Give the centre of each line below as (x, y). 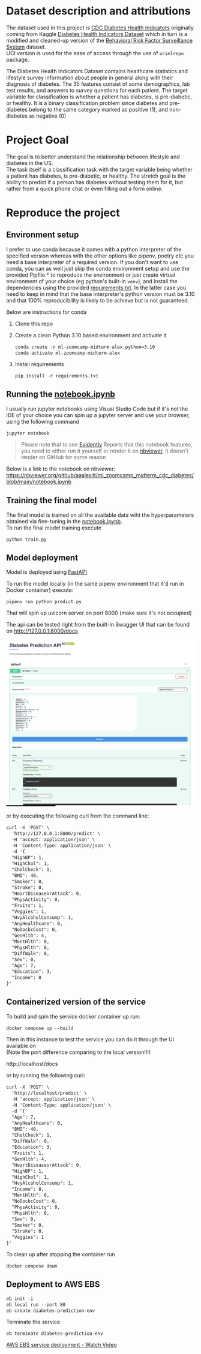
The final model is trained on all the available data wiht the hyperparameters (100, 515)
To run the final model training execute (54, 528)
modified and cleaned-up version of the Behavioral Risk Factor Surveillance (100, 40)
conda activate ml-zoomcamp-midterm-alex (67, 353)
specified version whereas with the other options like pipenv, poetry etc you (100, 256)
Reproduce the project (63, 213)
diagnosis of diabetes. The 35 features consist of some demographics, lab (98, 84)
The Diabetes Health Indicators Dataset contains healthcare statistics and (97, 71)
